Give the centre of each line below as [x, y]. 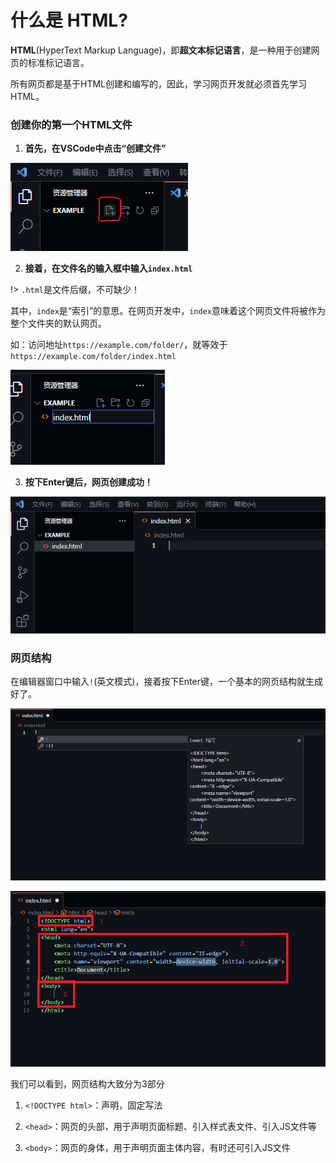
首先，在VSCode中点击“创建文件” [95, 148]
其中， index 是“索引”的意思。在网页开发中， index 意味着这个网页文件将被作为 [168, 311]
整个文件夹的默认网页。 [58, 323]
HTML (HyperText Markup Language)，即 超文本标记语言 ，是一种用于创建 [161, 50]
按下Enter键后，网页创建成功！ [89, 482]
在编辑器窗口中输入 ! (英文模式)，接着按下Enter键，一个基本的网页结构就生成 [166, 682]
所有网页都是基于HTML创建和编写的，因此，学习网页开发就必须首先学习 [159, 83]
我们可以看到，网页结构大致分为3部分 [87, 1084]
